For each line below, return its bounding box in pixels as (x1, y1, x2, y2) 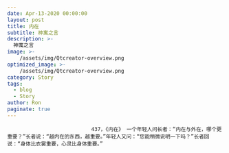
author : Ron (7, 99, 41, 106)
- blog (13, 86, 32, 93)
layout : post (7, 16, 45, 23)
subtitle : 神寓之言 (7, 29, 59, 36)
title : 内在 (7, 23, 39, 30)
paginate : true (7, 106, 51, 113)
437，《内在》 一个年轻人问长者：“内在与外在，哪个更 (91, 126, 222, 132)
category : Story (7, 73, 54, 81)
